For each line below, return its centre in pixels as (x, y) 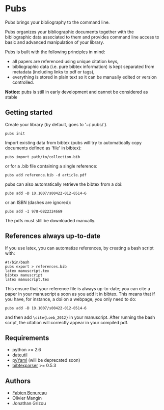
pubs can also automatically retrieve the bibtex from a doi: (64, 184)
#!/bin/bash (17, 262)
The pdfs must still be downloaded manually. (50, 220)
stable (12, 97)
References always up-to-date (53, 236)
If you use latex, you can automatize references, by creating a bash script (79, 248)
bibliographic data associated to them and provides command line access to (82, 37)
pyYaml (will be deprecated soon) (46, 360)
